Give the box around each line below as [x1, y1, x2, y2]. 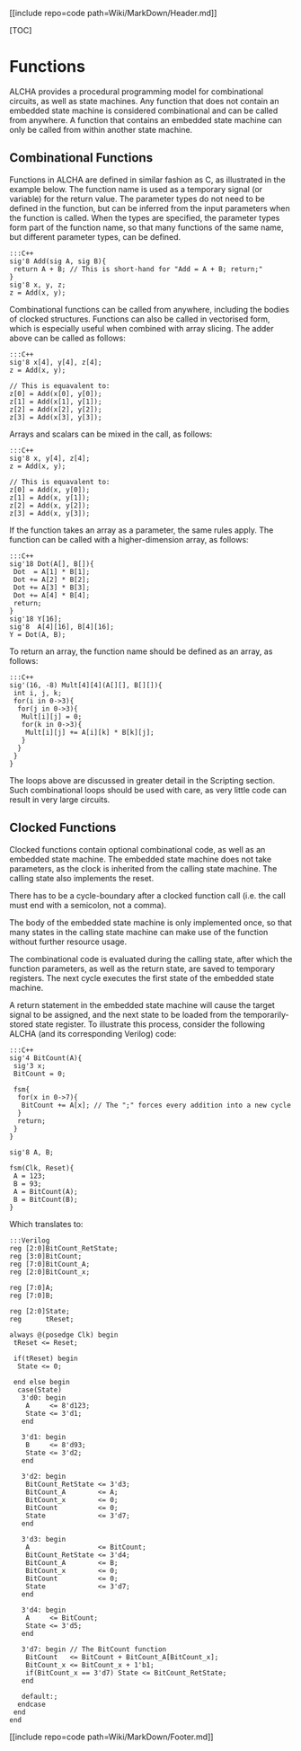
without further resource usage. [9, 936, 128, 947]
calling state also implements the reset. [9, 872, 155, 883]
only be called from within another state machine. [9, 124, 193, 135]
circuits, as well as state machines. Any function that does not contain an [9, 95, 280, 106]
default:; [21, 1692, 58, 1701]
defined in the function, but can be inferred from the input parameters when [9, 202, 290, 214]
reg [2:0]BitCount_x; [9, 1267, 91, 1277]
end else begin [13, 1377, 70, 1386]
